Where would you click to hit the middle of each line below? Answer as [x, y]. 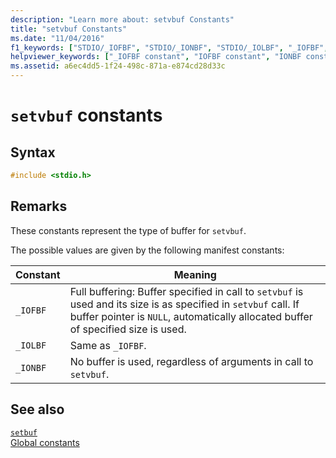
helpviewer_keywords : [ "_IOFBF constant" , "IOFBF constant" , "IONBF [156, 57]
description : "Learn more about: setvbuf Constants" [122, 19]
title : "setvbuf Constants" [69, 29]
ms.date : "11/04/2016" [57, 38]
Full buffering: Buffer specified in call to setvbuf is [186, 291]
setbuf [24, 432]
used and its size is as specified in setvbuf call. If [184, 304]
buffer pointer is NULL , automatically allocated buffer [191, 316]
